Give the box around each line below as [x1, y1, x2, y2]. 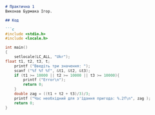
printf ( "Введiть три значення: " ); [14, 63, 91, 69]
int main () [5, 45, 28, 50]
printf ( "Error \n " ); [23, 77, 66, 83]
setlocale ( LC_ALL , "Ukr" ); [14, 54, 70, 59]
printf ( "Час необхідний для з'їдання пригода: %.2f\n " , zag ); [14, 96, 151, 101]
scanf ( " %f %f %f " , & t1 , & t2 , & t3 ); [14, 68, 91, 73]
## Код [5, 17, 19, 23]
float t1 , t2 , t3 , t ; [5, 59, 50, 64]
